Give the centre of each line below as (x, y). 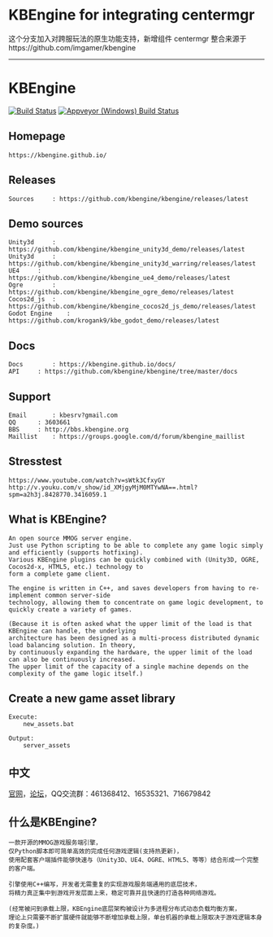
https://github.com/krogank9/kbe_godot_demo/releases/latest (114, 321)
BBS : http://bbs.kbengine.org (69, 429)
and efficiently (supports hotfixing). (76, 552)
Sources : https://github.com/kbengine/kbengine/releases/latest (129, 199)
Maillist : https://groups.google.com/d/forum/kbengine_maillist (127, 436)
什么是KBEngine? (53, 822)
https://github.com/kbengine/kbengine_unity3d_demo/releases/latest (127, 250)
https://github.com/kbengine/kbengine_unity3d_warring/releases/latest (132, 264)
